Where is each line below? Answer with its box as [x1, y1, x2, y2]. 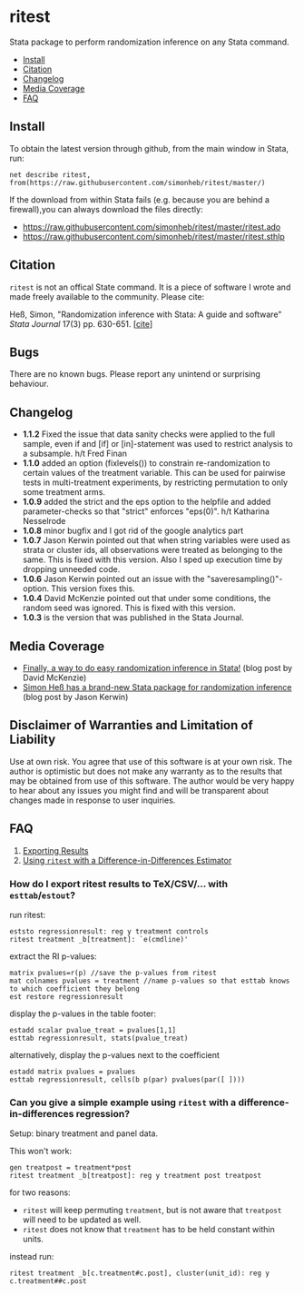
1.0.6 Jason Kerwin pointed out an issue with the [22, 574, 205, 585]
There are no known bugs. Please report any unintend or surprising [9, 369, 261, 380]
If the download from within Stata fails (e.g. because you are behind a [9, 193, 270, 205]
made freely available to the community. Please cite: [9, 291, 205, 302]
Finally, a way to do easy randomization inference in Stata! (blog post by [22, 663, 293, 673]
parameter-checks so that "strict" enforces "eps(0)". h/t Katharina [22, 506, 270, 517]
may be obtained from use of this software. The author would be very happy [9, 775, 295, 786]
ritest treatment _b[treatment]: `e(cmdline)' [9, 934, 189, 944]
